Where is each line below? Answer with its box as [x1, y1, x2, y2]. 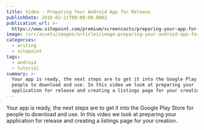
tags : [6, 54, 20, 60]
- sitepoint [12, 48, 42, 54]
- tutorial [12, 65, 39, 71]
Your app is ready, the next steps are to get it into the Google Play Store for [6, 104, 194, 111]
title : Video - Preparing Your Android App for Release [6, 8, 151, 15]
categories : [6, 37, 36, 43]
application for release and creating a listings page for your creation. [6, 117, 178, 124]
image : [6, 31, 23, 37]
